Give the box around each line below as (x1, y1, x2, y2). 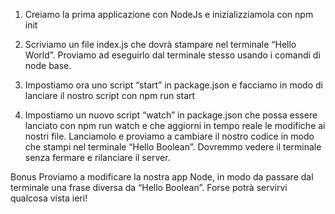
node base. (24, 60, 72, 71)
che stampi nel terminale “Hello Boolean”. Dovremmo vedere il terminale (24, 141, 322, 153)
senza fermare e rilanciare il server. (24, 152, 171, 163)
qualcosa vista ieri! (10, 192, 88, 204)
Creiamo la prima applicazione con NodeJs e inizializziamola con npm (24, 9, 314, 20)
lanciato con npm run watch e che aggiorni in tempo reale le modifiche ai (24, 120, 326, 131)
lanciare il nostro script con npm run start (24, 90, 196, 101)
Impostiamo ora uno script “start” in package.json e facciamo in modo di (24, 79, 323, 91)
